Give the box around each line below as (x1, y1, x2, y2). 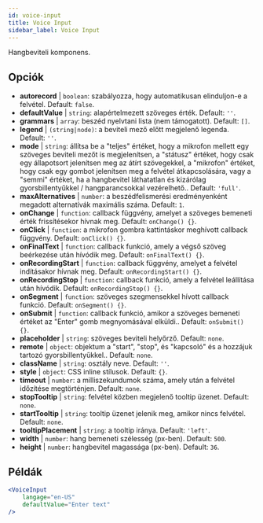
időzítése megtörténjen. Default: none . (19, 384, 142, 393)
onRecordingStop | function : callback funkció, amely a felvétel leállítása (19, 275, 254, 285)
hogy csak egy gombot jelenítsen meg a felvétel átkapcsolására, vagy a (19, 167, 251, 176)
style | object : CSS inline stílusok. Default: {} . (19, 367, 168, 377)
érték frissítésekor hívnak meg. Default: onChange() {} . (19, 217, 197, 227)
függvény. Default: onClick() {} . (19, 234, 126, 243)
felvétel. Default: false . (19, 100, 95, 109)
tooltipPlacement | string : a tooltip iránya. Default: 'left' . (19, 425, 210, 435)
